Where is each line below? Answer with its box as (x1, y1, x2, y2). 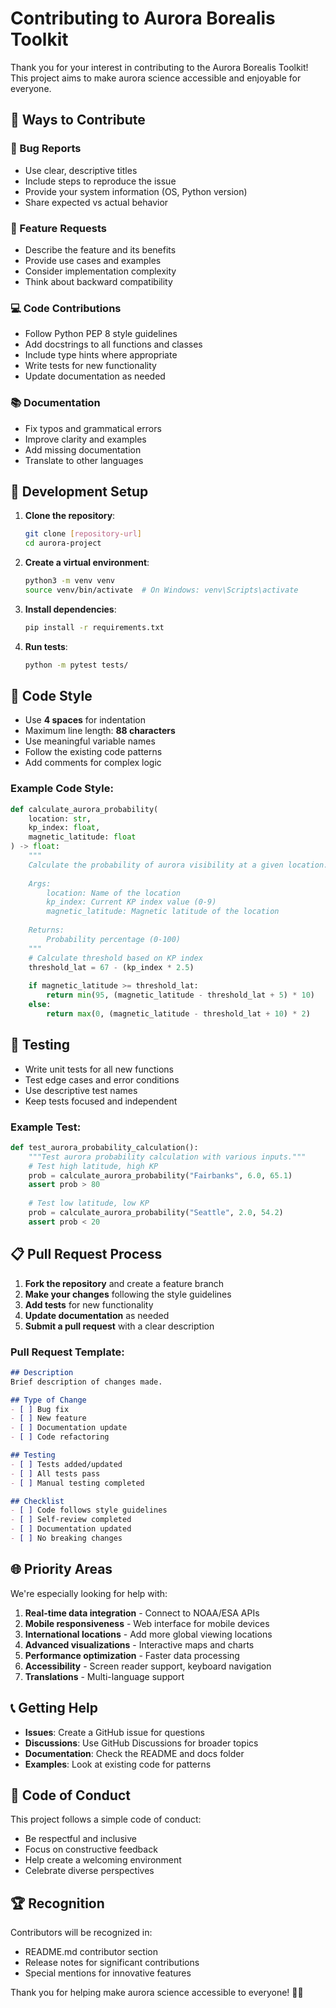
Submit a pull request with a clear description (24, 1320, 215, 1332)
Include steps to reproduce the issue (24, 175, 177, 187)
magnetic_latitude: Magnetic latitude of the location (46, 907, 280, 917)
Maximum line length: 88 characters (24, 725, 176, 737)
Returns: (28, 925, 65, 936)
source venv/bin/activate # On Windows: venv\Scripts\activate (24, 585, 299, 595)
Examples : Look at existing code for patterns (24, 1758, 212, 1770)
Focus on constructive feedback (24, 1843, 158, 1856)
